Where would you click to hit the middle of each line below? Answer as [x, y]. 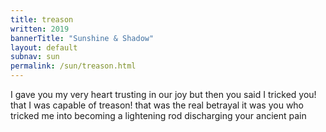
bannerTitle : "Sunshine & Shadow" [82, 38]
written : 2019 [40, 29]
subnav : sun [35, 57]
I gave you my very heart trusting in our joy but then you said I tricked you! [163, 94]
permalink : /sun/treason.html [73, 66]
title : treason [42, 19]
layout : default [44, 47]
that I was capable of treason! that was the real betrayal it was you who [157, 105]
